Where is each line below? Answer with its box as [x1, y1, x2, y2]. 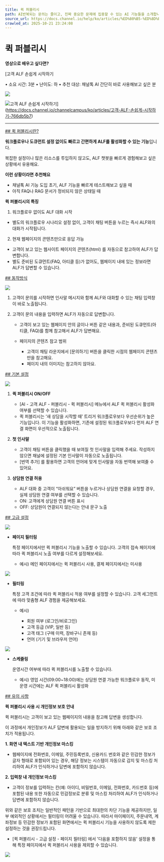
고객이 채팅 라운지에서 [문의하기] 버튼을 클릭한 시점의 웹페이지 [26, 349, 145, 355]
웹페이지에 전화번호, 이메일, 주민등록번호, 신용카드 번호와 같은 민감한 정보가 [12, 751, 156, 757]
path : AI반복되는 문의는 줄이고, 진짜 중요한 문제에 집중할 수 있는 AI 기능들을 [5, 12, 145, 17]
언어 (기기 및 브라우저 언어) [26, 636, 79, 642]
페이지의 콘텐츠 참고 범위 [19, 338, 67, 344]
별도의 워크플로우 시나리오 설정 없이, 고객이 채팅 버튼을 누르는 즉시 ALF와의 [12, 219, 156, 225]
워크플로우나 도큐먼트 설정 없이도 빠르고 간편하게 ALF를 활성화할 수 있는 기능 [5, 139, 149, 144]
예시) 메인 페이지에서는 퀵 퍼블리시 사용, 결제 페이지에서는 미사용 [19, 561, 143, 567]
